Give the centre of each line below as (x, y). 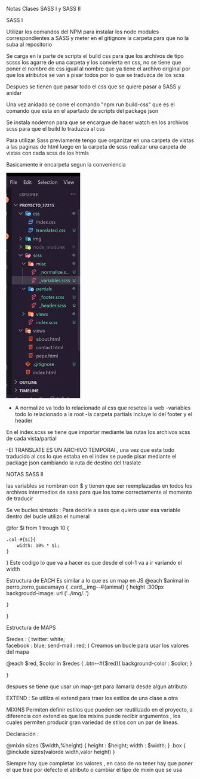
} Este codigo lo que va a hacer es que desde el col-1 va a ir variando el (94, 563)
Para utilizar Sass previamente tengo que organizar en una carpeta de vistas (100, 140)
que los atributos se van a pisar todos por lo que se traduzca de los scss (96, 75)
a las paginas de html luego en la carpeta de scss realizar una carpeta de (96, 147)
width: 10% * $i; (39, 546)
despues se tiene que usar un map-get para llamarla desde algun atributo (97, 686)
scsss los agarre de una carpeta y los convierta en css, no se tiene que (94, 62)
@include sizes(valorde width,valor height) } (61, 752)
